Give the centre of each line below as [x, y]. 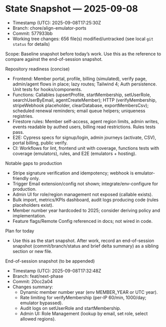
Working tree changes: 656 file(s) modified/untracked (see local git [83, 39]
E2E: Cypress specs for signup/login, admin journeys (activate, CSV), [84, 137]
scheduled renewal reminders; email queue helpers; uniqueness [79, 111]
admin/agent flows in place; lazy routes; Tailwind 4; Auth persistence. [85, 84]
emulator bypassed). [41, 303]
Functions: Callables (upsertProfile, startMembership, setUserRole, [82, 95]
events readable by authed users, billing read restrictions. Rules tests [84, 127]
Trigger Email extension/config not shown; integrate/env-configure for [85, 184]
